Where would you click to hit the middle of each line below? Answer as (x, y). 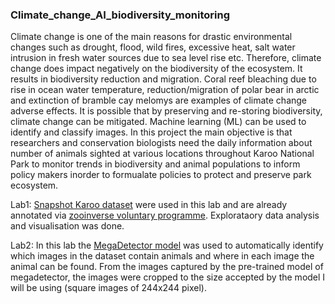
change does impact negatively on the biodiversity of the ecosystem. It (156, 69)
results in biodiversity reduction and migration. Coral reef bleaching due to (163, 79)
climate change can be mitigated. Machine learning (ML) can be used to (158, 122)
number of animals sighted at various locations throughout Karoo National (162, 154)
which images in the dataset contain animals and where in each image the (162, 256)
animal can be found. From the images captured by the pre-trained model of (167, 267)
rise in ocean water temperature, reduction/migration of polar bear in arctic (165, 90)
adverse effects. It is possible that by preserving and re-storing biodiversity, (166, 111)
